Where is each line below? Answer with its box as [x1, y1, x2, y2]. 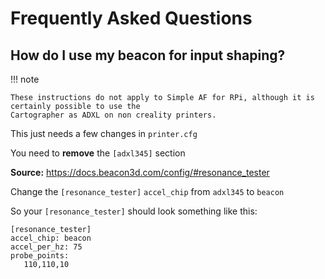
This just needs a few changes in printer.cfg [10, 128, 198, 139]
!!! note [10, 73, 40, 85]
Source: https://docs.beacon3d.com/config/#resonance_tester [10, 167, 270, 178]
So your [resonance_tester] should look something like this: [10, 205, 258, 217]
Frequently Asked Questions [10, 7, 253, 30]
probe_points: [10, 251, 70, 261]
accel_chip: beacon [10, 233, 92, 243]
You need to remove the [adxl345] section [10, 147, 186, 159]
